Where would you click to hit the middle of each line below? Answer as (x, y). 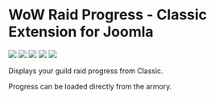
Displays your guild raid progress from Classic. (86, 71)
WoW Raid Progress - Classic (108, 15)
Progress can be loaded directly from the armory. (90, 86)
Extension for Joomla (81, 32)
